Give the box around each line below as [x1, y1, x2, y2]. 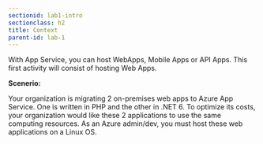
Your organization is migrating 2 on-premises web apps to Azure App [8, 94, 234, 103]
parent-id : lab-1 [8, 33, 66, 42]
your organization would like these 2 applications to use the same [8, 111, 222, 120]
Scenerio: [8, 79, 41, 88]
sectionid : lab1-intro [8, 11, 83, 20]
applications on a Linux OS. [8, 127, 97, 137]
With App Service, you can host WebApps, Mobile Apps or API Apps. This [8, 55, 248, 65]
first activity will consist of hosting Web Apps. [8, 64, 157, 73]
